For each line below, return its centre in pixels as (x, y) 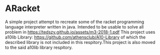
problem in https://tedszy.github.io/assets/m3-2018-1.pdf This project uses (80, 32)
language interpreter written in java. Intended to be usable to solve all (74, 27)
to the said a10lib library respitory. (39, 47)
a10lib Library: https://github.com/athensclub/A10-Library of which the (75, 37)
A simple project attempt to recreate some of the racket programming (75, 22)
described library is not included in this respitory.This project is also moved (80, 42)
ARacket (23, 8)
